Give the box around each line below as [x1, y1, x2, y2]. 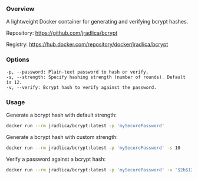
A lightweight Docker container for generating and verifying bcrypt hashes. [6, 18, 189, 25]
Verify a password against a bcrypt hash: [6, 155, 106, 163]
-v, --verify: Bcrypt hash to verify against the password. [6, 84, 157, 90]
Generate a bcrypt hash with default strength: [6, 111, 117, 118]
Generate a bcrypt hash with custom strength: [6, 133, 118, 140]
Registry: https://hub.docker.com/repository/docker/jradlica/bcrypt [6, 41, 169, 48]
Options [6, 55, 29, 64]
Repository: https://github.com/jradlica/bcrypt [6, 29, 118, 37]
